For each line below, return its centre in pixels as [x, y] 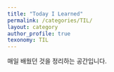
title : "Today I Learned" [45, 14]
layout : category [33, 27]
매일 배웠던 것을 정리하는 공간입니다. [57, 61]
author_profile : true [39, 34]
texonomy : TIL [28, 40]
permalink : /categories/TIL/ [50, 20]
